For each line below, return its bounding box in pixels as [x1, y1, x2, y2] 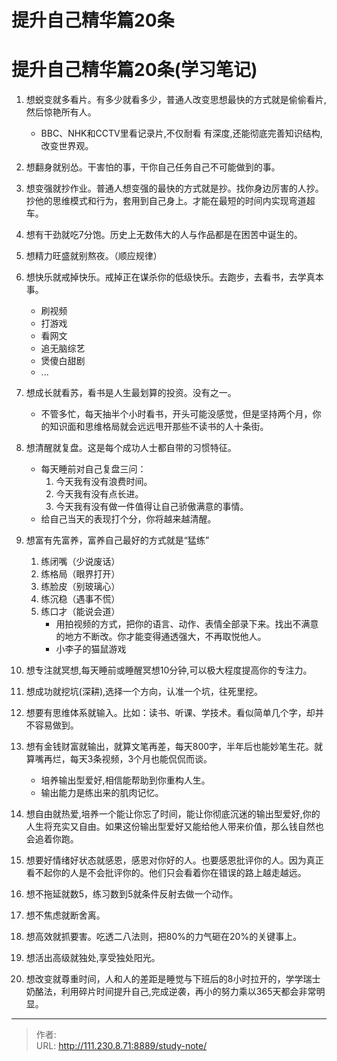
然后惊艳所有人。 [25, 106, 97, 118]
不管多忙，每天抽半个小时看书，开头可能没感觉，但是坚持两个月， [40, 408, 313, 420]
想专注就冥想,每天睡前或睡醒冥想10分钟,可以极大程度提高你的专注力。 [25, 664, 313, 676]
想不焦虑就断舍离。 [25, 909, 106, 921]
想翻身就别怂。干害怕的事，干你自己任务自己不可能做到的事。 [25, 161, 281, 173]
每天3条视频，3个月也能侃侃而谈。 [69, 753, 213, 765]
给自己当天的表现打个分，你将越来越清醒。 [40, 513, 217, 525]
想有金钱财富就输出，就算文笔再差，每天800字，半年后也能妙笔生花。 [25, 741, 315, 753]
